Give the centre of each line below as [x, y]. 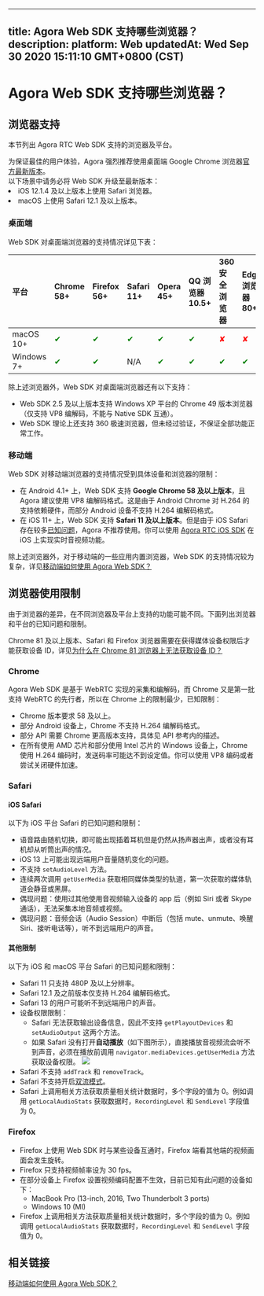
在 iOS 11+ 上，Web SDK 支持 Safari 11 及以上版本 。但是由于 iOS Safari [134, 520]
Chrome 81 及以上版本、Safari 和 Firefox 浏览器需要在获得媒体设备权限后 [126, 640]
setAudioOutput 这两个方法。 [77, 1033]
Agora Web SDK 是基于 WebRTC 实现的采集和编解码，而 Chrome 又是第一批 [132, 690]
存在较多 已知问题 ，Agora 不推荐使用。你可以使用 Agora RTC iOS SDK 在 [137, 530]
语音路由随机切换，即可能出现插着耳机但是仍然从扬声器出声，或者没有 [133, 840]
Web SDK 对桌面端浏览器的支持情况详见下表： [83, 241]
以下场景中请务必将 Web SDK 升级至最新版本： [84, 181]
